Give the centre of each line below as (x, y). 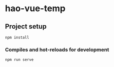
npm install (17, 37)
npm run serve (19, 60)
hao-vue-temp (35, 8)
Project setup (26, 26)
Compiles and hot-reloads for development (57, 50)
